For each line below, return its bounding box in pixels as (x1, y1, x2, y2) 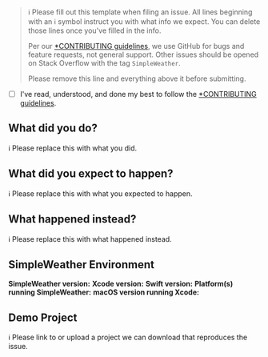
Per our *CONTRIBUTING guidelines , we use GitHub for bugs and (27, 42, 245, 50)
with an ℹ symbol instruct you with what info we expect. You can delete (27, 17, 261, 26)
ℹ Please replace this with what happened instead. (8, 234, 172, 243)
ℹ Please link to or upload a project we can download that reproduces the (8, 332, 248, 343)
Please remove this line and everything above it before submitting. (27, 74, 246, 83)
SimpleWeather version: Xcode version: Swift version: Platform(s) (8, 279, 234, 289)
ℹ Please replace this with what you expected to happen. (8, 188, 194, 199)
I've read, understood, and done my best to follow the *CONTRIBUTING (19, 90, 258, 98)
